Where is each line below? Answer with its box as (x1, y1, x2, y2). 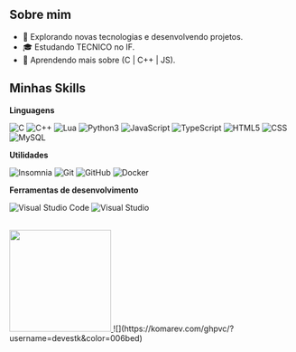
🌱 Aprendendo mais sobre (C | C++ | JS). (22, 54, 176, 65)
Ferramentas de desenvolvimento (9, 185, 139, 195)
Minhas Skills (9, 81, 87, 96)
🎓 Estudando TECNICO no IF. (22, 41, 135, 52)
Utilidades (9, 149, 49, 160)
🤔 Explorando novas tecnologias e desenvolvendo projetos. (22, 31, 244, 42)
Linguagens (9, 104, 55, 116)
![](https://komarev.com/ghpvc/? (112, 323, 235, 334)
